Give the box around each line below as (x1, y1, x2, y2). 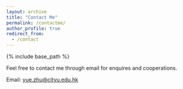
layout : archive (6, 8, 47, 15)
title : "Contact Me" (6, 14, 58, 20)
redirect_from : (6, 31, 45, 37)
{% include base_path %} (6, 53, 70, 60)
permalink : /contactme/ (6, 20, 66, 26)
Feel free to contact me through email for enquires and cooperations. (6, 65, 178, 72)
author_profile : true (6, 25, 61, 32)
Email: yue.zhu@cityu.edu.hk (6, 76, 78, 83)
